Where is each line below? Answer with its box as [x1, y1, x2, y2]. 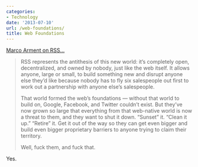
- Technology [6, 14, 38, 20]
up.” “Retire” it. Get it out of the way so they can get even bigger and [20, 120, 188, 127]
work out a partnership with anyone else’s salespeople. [20, 83, 155, 90]
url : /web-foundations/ [6, 25, 65, 31]
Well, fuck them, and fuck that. [20, 144, 96, 151]
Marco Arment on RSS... [6, 47, 65, 54]
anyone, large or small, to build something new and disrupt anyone [20, 71, 183, 78]
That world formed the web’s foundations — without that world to [20, 95, 180, 102]
